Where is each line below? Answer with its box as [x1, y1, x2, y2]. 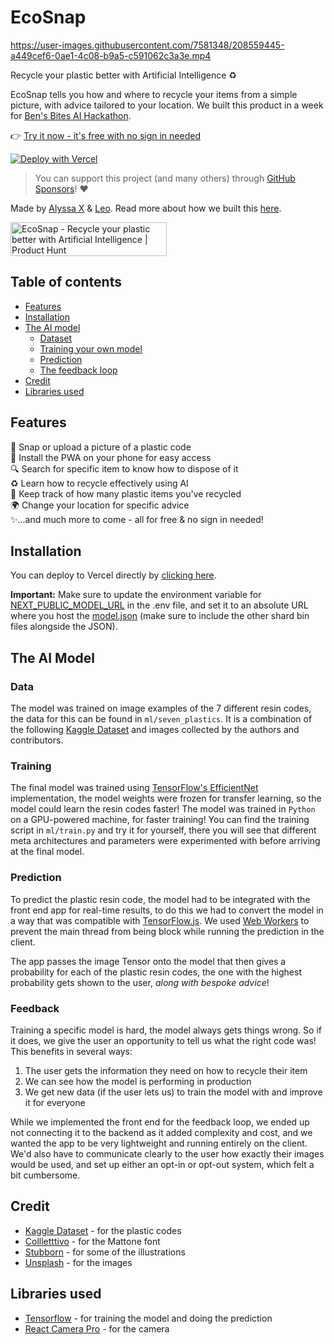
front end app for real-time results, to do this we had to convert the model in [10, 904, 324, 916]
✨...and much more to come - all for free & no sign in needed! [10, 513, 264, 525]
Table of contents [10, 274, 122, 291]
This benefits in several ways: [10, 1045, 133, 1057]
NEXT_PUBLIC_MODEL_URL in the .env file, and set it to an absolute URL [10, 599, 309, 611]
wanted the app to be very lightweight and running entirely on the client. [10, 1137, 308, 1149]
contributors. [10, 734, 64, 746]
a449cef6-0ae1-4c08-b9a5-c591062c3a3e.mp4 [10, 49, 212, 61]
